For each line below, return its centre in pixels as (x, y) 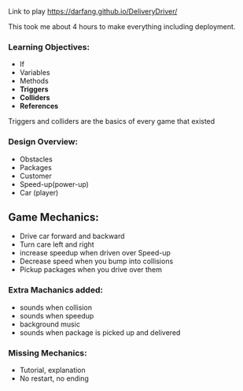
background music (50, 324)
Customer (36, 176)
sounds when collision (56, 307)
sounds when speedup (57, 315)
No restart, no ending (54, 378)
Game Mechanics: (54, 217)
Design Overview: (43, 142)
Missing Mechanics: (48, 352)
